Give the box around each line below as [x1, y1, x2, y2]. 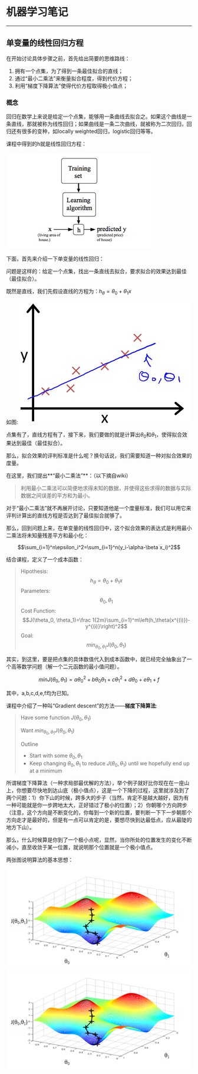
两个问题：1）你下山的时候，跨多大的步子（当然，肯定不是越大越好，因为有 [6, 794, 189, 802]
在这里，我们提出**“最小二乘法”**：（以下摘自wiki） [6, 472, 131, 479]
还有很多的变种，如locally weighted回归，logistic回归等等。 [11, 128, 156, 135]
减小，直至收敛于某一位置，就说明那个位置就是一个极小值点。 [6, 843, 156, 851]
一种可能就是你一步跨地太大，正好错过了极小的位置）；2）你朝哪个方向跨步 [6, 802, 187, 809]
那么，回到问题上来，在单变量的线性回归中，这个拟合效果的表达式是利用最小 [6, 524, 192, 531]
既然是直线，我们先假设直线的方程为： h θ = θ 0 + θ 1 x [6, 288, 131, 296]
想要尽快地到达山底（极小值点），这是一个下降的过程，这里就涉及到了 [21, 787, 190, 794]
